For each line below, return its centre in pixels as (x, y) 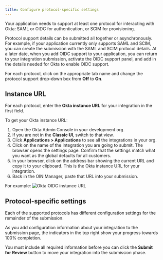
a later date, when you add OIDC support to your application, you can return (81, 54)
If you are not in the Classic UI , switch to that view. (63, 135)
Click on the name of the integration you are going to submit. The (77, 145)
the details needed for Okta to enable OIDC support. (57, 64)
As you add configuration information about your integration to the (72, 228)
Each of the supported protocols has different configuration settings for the (81, 213)
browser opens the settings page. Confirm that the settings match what (84, 150)
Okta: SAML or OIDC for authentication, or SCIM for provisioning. (70, 29)
